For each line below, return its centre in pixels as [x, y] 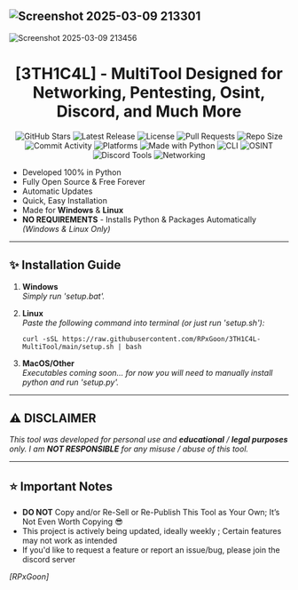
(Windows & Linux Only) [66, 228]
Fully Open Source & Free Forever [84, 181]
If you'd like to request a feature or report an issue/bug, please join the [151, 550]
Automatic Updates [57, 191]
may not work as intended [70, 541]
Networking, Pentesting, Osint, [149, 92]
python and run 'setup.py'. [71, 382]
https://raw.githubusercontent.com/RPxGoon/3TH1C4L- [161, 339]
